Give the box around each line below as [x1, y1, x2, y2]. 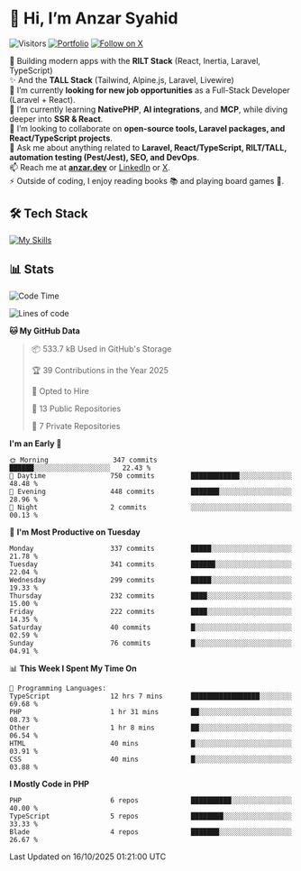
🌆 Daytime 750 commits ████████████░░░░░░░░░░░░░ [9, 471, 293, 481]
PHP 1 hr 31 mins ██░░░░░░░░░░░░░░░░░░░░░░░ [9, 707, 293, 716]
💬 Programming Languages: [9, 683, 106, 692]
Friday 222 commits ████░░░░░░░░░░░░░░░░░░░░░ [9, 607, 293, 616]
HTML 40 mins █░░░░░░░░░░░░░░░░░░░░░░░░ [9, 738, 293, 747]
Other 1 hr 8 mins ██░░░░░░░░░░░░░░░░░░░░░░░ [9, 723, 293, 732]
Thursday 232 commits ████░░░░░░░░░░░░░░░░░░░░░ [9, 591, 293, 601]
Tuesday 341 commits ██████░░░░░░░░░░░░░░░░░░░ [9, 559, 293, 569]
